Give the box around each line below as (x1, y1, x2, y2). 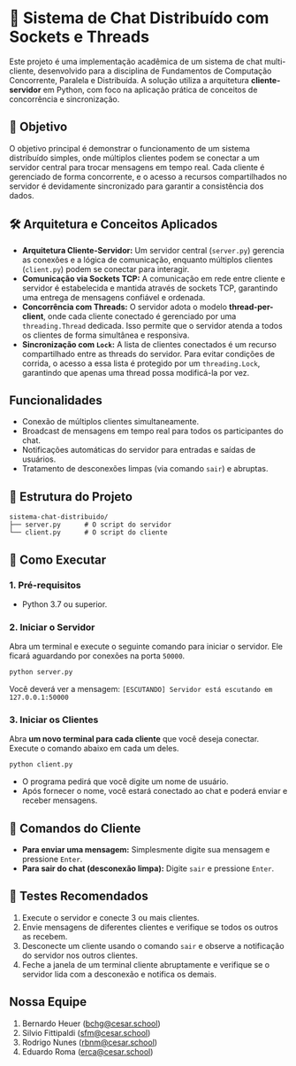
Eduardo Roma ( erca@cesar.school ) (21, 1046, 154, 1057)
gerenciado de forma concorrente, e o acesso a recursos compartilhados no (9, 171, 287, 182)
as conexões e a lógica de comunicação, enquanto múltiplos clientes (21, 254, 274, 265)
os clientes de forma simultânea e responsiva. (21, 330, 190, 340)
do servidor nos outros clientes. (21, 950, 139, 961)
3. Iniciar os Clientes (9, 713, 99, 726)
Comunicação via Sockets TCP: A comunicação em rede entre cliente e (21, 273, 285, 284)
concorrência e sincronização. (9, 93, 120, 105)
